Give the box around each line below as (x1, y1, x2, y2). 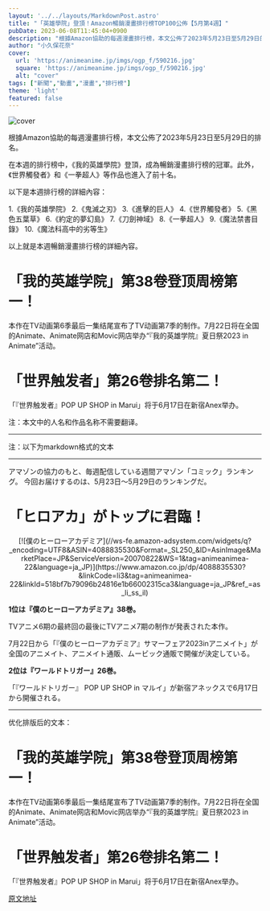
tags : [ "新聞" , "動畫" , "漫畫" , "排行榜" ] (8, 79, 131, 87)
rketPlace (21, 554, 53, 563)
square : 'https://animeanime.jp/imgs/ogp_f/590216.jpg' (15, 64, 207, 72)
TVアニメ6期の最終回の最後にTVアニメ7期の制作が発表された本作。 (8, 621, 233, 632)
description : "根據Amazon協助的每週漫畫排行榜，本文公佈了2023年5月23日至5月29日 (8, 34, 260, 43)
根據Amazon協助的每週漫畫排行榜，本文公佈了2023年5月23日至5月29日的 (8, 133, 255, 142)
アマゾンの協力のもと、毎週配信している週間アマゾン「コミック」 (8, 467, 227, 476)
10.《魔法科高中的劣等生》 (23, 225, 112, 234)
